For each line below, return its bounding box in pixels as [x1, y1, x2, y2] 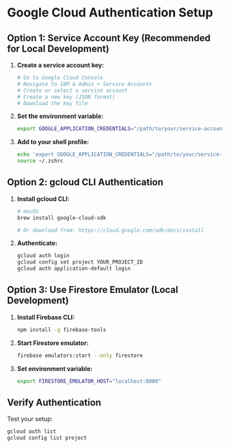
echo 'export [16, 151, 55, 158]
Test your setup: [7, 415, 53, 423]
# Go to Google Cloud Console [16, 74, 104, 81]
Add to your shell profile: [16, 138, 90, 146]
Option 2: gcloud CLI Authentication [7, 176, 164, 188]
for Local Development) [7, 43, 109, 54]
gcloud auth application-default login [16, 266, 131, 272]
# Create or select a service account [16, 87, 128, 94]
